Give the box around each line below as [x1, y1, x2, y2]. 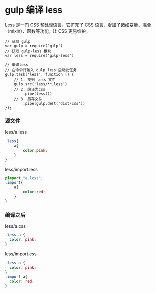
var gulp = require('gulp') [5, 43, 63, 48]
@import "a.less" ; [5, 176, 43, 181]
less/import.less [5, 166, 38, 172]
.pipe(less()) [23, 91, 52, 96]
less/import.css [5, 251, 37, 257]
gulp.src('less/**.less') [14, 81, 68, 87]
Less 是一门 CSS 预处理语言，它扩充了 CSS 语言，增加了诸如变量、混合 [5, 22, 151, 28]
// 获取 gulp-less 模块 [5, 48, 51, 54]
